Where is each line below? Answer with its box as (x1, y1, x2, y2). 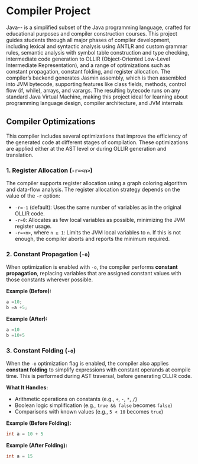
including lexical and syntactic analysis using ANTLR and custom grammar (6, 43, 188, 50)
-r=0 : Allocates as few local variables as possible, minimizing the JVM (14, 217, 185, 224)
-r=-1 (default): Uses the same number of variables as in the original (14, 204, 181, 211)
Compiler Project (6, 4, 91, 18)
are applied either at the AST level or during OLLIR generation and (6, 145, 167, 152)
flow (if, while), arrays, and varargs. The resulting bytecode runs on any (6, 87, 180, 94)
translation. (6, 151, 34, 158)
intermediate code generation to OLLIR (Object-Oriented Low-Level (6, 55, 170, 62)
